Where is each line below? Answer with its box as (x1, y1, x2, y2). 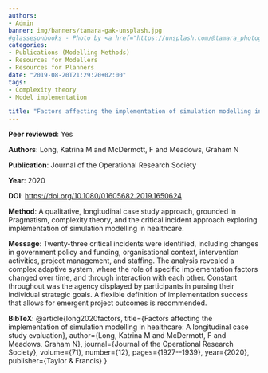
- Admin (8, 19, 34, 27)
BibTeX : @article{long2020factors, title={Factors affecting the (8, 314, 213, 324)
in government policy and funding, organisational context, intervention (8, 248, 239, 257)
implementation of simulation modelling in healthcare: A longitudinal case (8, 322, 249, 332)
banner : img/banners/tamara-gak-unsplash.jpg (8, 26, 162, 34)
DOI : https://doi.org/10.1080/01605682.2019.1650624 (8, 191, 182, 201)
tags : (8, 78, 26, 86)
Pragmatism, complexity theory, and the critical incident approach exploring (8, 215, 258, 225)
